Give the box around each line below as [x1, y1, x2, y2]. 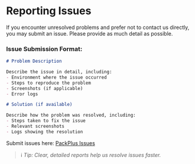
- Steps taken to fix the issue [6, 118, 86, 124]
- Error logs [6, 91, 38, 97]
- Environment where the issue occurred [6, 74, 108, 81]
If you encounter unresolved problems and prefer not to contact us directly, [6, 24, 190, 31]
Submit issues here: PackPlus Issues [6, 139, 96, 146]
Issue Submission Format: [6, 44, 83, 53]
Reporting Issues [6, 4, 92, 18]
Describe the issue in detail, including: [6, 69, 112, 75]
